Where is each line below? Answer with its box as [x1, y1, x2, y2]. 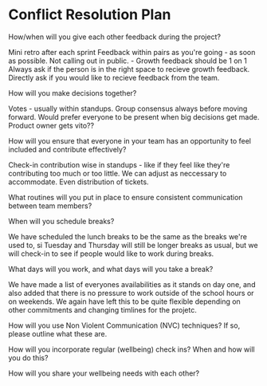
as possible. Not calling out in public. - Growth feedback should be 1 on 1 [8, 56, 247, 65]
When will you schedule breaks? [8, 216, 115, 226]
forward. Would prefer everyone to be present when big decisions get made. [8, 112, 260, 121]
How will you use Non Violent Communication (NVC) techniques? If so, [8, 321, 241, 330]
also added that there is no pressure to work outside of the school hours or [8, 288, 254, 297]
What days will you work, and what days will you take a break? [8, 264, 214, 274]
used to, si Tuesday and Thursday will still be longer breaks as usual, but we [8, 240, 258, 250]
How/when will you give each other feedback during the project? [8, 32, 222, 41]
